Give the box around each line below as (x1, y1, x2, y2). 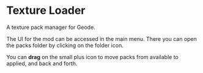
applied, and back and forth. (6, 60, 78, 67)
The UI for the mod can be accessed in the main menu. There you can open (6, 35, 197, 42)
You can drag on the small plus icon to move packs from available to (6, 53, 179, 60)
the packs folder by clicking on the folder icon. (6, 42, 124, 49)
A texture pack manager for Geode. (6, 24, 96, 31)
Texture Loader (6, 4, 86, 17)
